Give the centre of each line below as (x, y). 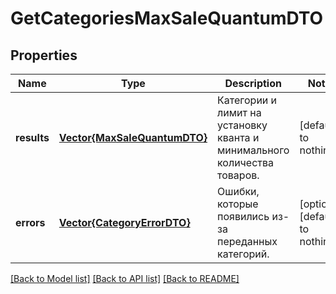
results (32, 137)
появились (243, 216)
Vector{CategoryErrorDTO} (124, 222)
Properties (44, 55)
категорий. (243, 254)
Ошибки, (238, 191)
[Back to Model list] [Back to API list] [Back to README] (125, 278)
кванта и (238, 137)
